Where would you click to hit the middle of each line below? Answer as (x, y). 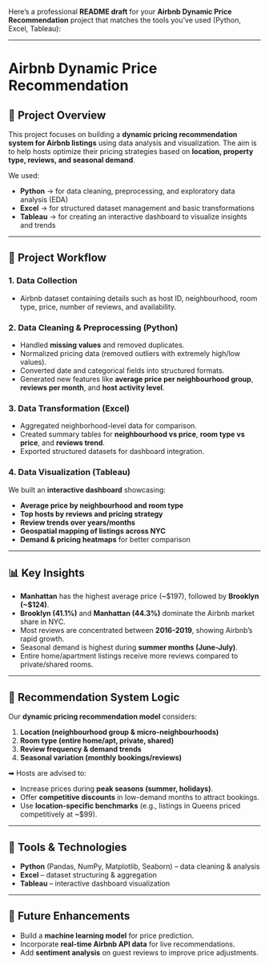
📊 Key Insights (47, 573)
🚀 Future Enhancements (69, 916)
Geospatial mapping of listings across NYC (93, 531)
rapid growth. (42, 639)
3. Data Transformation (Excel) (69, 408)
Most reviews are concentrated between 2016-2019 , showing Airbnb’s (136, 630)
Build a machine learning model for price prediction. (107, 935)
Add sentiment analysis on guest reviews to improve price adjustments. (139, 952)
